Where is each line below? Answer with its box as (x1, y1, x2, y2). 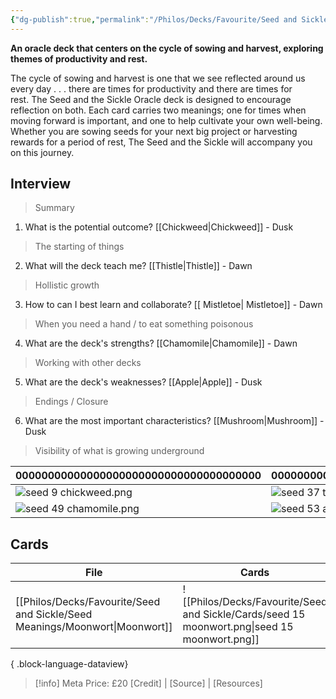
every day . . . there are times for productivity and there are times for (10, 82, 293, 95)
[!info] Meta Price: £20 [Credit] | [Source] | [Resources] (34, 677, 263, 690)
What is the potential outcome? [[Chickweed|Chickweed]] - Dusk (24, 221, 294, 233)
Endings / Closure (34, 396, 109, 408)
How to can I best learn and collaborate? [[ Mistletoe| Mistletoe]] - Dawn (24, 299, 323, 311)
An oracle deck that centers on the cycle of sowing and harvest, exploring (10, 42, 324, 54)
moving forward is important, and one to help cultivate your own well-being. (10, 114, 323, 126)
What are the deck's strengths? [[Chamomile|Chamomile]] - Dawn (24, 337, 298, 350)
